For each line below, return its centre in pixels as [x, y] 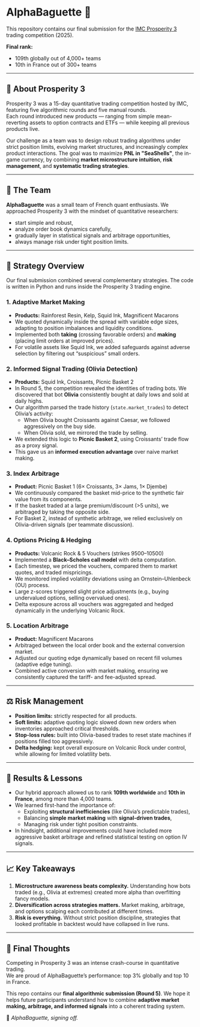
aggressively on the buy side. [60, 426]
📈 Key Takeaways [41, 868]
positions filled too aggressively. [54, 741]
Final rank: [20, 47]
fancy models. [32, 898]
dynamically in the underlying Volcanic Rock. [70, 610]
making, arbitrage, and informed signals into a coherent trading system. [96, 1006]
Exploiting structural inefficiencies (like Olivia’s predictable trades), [107, 812]
